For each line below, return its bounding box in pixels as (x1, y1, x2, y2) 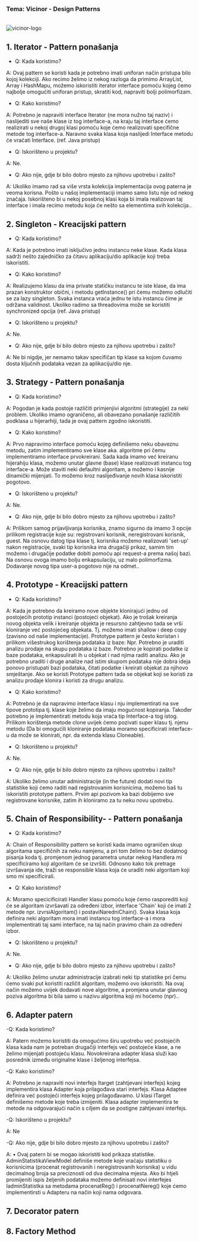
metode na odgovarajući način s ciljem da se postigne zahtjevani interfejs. (6, 1104, 187, 1112)
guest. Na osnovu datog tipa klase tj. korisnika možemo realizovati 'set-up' (6, 537, 189, 544)
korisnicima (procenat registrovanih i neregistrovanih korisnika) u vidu (6, 1163, 177, 1171)
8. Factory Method (6, 1226, 76, 1236)
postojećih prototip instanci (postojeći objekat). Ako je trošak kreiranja (6, 613, 178, 621)
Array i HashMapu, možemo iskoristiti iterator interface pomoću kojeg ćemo (6, 82, 192, 89)
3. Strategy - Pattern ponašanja (6, 377, 125, 387)
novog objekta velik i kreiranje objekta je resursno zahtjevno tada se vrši (6, 620, 183, 627)
